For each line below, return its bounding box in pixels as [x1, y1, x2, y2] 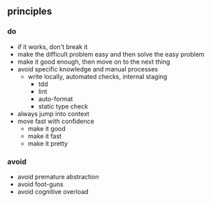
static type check [38, 101, 89, 111]
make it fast [27, 132, 61, 140]
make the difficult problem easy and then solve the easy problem [17, 50, 205, 58]
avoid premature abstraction [17, 172, 99, 181]
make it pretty [27, 139, 68, 148]
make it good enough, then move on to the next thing [17, 57, 170, 66]
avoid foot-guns [17, 180, 64, 188]
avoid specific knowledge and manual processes [17, 64, 159, 73]
